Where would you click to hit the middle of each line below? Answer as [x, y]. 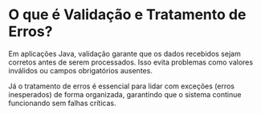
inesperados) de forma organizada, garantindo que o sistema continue [125, 94]
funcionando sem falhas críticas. [62, 103]
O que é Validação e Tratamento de [127, 15]
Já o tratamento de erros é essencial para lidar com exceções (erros [122, 86]
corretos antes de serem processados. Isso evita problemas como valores [131, 62]
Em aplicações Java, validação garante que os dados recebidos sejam [124, 53]
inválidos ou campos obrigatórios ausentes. [80, 70]
